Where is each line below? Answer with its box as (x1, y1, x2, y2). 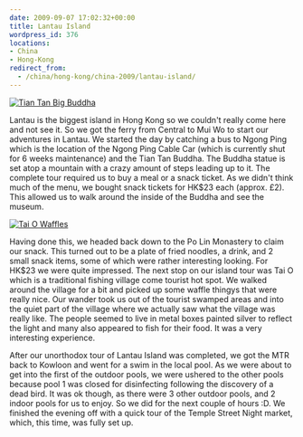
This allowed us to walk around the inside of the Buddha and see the (9, 191, 265, 202)
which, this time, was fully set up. (9, 417, 134, 428)
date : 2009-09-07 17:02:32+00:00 (9, 13, 136, 23)
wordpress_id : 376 (9, 30, 79, 39)
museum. (9, 201, 44, 212)
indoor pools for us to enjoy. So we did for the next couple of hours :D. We (9, 397, 286, 408)
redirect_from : (9, 64, 67, 73)
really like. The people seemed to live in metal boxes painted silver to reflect (9, 313, 292, 324)
